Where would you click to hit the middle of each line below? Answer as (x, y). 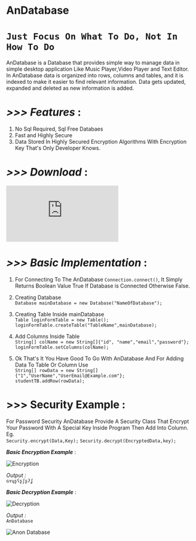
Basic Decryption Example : (41, 492)
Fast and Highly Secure (44, 135)
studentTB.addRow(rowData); (50, 381)
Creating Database (38, 297)
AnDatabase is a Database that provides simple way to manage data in (93, 63)
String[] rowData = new (45, 370)
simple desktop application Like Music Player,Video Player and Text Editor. (98, 69)
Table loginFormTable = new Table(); (62, 320)
